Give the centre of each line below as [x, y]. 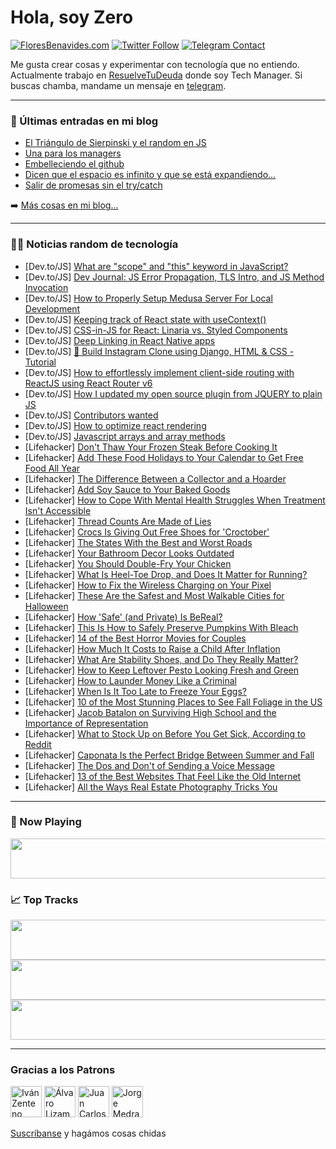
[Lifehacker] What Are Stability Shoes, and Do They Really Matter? [161, 659]
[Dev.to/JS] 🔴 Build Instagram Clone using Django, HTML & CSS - [159, 351]
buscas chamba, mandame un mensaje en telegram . [118, 85]
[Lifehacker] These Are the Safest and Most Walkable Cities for [154, 595]
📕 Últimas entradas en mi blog [84, 121]
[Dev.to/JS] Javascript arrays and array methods [125, 436]
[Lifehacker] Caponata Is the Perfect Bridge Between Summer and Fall [169, 755]
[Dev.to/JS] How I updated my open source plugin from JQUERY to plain [173, 393]
